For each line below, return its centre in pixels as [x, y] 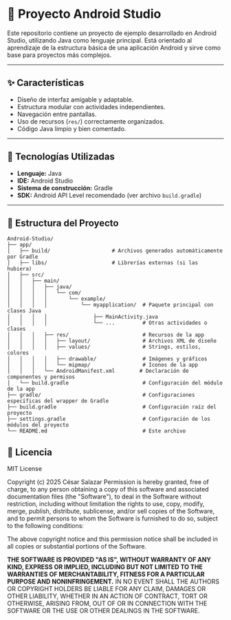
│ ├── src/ [26, 275]
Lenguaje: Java [39, 173]
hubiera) [20, 269]
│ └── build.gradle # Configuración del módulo [115, 383]
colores [18, 353]
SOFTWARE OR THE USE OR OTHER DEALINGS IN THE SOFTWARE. [103, 611]
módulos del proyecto [38, 425]
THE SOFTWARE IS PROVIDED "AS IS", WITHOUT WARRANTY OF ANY [109, 560]
